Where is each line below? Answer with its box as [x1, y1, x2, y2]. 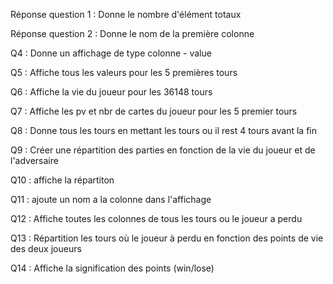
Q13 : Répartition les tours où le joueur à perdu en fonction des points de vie [10, 232, 324, 244]
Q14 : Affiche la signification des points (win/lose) [10, 262, 215, 274]
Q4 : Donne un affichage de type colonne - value [10, 47, 212, 59]
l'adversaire [10, 155, 59, 166]
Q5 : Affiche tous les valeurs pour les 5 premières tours [10, 67, 238, 78]
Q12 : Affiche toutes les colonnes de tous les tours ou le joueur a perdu [10, 213, 303, 224]
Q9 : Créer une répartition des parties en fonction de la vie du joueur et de [10, 144, 316, 156]
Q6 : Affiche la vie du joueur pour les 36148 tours [10, 86, 213, 98]
